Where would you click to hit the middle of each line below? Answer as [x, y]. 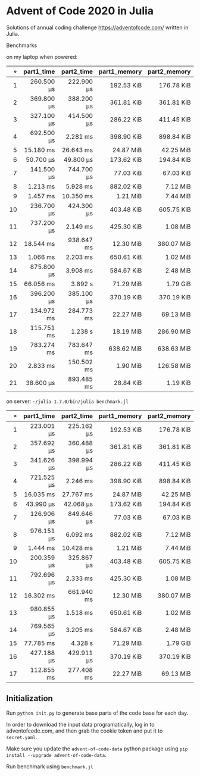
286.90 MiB [174, 331]
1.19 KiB [179, 383]
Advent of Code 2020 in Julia [80, 11]
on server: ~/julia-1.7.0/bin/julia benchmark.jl [68, 401]
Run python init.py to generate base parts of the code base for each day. [97, 713]
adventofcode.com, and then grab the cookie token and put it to [85, 731]
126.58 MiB [174, 365]
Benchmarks [22, 45]
